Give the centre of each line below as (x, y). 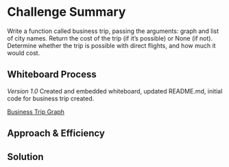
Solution (25, 156)
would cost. (24, 53)
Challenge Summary (67, 12)
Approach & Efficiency (56, 134)
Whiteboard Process (52, 75)
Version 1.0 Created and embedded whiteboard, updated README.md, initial (115, 91)
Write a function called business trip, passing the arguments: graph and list (113, 31)
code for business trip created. (51, 98)
